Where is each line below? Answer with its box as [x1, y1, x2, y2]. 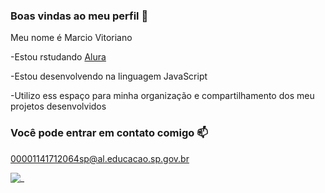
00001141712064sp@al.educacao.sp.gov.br [10, 152, 190, 164]
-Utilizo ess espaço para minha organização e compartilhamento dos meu [10, 90, 315, 102]
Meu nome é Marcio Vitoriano [10, 32, 133, 44]
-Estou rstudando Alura [10, 51, 107, 63]
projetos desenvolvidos [10, 100, 107, 113]
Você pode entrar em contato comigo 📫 [10, 126, 208, 140]
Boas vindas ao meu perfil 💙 [10, 9, 149, 23]
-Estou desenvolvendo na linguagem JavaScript [10, 70, 208, 83]
